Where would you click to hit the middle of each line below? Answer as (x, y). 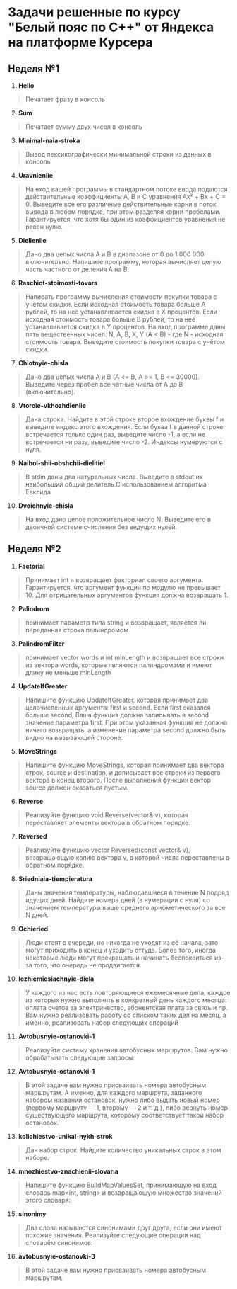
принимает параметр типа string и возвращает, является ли (116, 622)
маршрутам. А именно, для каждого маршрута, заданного (114, 1092)
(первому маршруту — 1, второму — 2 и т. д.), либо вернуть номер (127, 1107)
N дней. (37, 915)
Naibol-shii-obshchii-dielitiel (61, 463)
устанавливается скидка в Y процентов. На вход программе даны (125, 327)
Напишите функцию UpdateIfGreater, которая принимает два (117, 700)
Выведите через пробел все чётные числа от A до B (104, 384)
